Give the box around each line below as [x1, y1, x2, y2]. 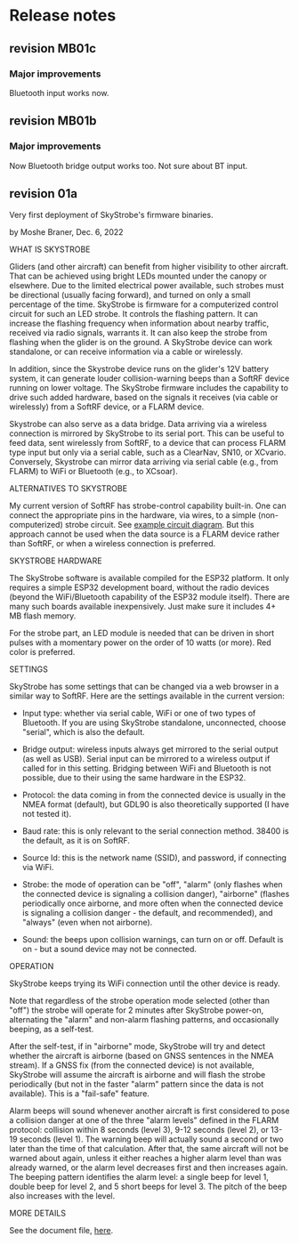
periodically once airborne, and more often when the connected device [21, 898, 284, 909]
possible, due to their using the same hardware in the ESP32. [21, 772, 246, 783]
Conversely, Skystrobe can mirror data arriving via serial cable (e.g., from [9, 456, 279, 467]
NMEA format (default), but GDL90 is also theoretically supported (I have [21, 799, 289, 810]
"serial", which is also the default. [21, 727, 145, 738]
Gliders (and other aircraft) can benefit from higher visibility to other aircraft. [9, 262, 289, 272]
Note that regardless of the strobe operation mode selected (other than [9, 996, 270, 1006]
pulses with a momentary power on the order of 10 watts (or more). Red [9, 637, 271, 648]
